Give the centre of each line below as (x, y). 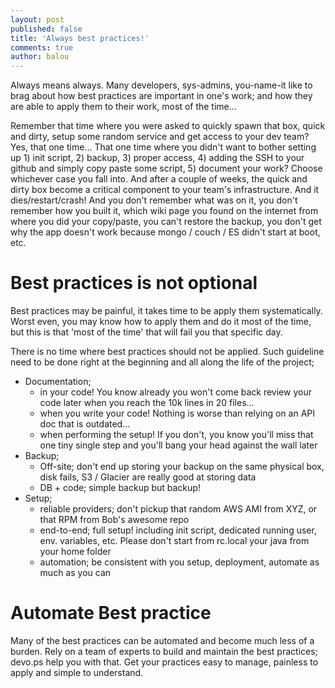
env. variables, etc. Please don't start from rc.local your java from (174, 541)
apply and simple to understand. (77, 672)
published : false (46, 29)
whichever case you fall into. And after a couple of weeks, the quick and (159, 179)
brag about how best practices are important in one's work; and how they (161, 96)
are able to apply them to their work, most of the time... (123, 107)
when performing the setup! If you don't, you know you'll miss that (176, 435)
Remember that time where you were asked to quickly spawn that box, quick (168, 126)
